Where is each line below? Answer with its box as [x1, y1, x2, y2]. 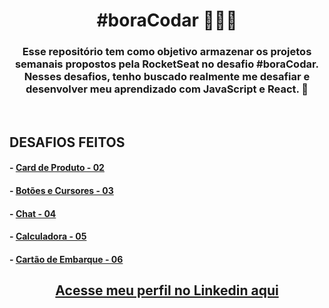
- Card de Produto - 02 [9, 162, 105, 174]
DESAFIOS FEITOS [9, 134, 126, 151]
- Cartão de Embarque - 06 [9, 253, 124, 265]
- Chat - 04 [9, 207, 57, 219]
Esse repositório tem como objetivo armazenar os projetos [22, 45, 312, 59]
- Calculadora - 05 [9, 230, 87, 243]
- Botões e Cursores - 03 [9, 185, 114, 197]
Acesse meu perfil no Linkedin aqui [55, 282, 279, 299]
